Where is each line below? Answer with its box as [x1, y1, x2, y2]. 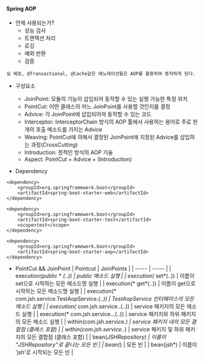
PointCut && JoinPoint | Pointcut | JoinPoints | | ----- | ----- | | [15, 265, 172, 272]
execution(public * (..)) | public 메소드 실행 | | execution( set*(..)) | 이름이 [15, 272, 195, 279]
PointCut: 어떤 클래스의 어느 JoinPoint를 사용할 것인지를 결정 [24, 103, 171, 110]
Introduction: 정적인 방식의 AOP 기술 [24, 149, 113, 156]
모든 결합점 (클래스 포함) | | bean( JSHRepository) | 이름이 [26, 333, 167, 341]
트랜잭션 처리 [24, 34, 56, 42]
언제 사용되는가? [15, 19, 55, 27]
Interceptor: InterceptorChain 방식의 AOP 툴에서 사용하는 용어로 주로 [24, 118, 192, 125]
